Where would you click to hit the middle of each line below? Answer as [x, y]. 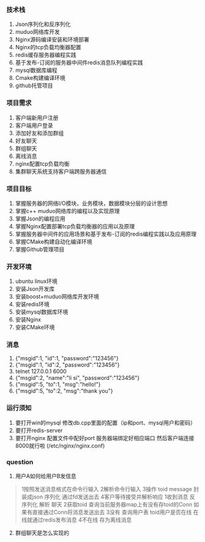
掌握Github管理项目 [40, 249]
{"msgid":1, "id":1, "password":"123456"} [67, 358]
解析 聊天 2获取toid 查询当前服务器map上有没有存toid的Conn [116, 505]
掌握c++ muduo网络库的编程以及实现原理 [68, 211]
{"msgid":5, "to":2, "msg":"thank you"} [64, 391]
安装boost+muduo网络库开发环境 [57, 296]
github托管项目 [34, 86]
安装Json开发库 [35, 289]
